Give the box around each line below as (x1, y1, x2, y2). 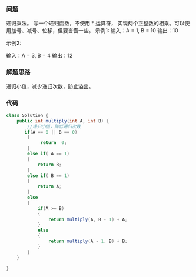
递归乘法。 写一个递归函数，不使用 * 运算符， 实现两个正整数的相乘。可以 (6, 19, 185, 27)
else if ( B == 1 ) (27, 172, 69, 179)
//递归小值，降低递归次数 (27, 124, 81, 129)
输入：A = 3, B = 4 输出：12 (6, 52, 73, 59)
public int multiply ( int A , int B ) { (16, 118, 109, 124)
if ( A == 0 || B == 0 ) (24, 129, 78, 135)
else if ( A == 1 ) (27, 151, 69, 157)
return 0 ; (40, 140, 67, 146)
